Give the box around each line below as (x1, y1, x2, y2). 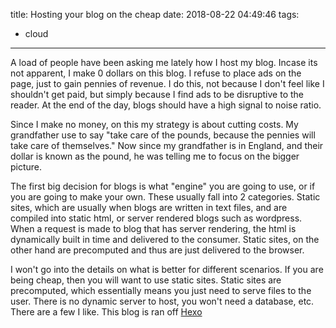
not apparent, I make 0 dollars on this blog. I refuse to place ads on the (10, 67, 302, 79)
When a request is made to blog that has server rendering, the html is (10, 223, 297, 234)
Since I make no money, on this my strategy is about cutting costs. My (10, 119, 299, 130)
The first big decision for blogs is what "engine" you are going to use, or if (10, 180, 316, 192)
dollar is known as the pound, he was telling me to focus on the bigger (10, 150, 300, 162)
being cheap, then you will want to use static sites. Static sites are (10, 274, 282, 286)
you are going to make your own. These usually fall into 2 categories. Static (10, 191, 321, 203)
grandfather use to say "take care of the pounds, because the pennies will (10, 129, 316, 141)
